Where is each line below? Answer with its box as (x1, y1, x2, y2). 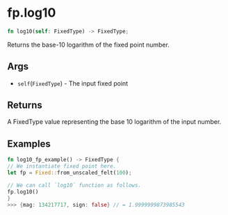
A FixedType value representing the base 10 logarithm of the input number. (7, 118, 222, 126)
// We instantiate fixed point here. (7, 163, 117, 170)
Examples (7, 138, 51, 150)
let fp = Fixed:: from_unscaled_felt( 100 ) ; (7, 169, 132, 176)
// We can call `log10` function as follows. (7, 182, 141, 189)
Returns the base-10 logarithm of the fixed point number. (7, 40, 170, 49)
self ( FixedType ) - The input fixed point (17, 79, 129, 88)
